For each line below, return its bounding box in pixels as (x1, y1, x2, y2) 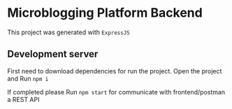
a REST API (7, 95, 40, 103)
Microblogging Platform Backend (7, 5, 203, 21)
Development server (7, 48, 99, 60)
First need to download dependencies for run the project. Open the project (7, 66, 222, 75)
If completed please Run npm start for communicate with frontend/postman (7, 87, 226, 96)
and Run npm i (7, 74, 49, 82)
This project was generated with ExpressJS (7, 28, 131, 36)
